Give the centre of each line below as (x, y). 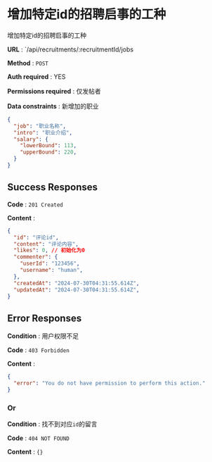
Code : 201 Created (35, 204)
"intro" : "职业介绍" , (43, 132)
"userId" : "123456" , (50, 264)
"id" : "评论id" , (36, 237)
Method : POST (28, 63)
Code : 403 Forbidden (39, 350)
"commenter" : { (36, 257)
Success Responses (53, 187)
